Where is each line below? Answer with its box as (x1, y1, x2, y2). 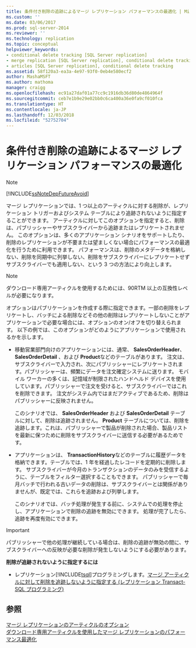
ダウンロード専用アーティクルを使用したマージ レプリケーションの (6, 628, 165, 635)
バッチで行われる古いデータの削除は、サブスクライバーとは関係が (19, 481, 178, 488)
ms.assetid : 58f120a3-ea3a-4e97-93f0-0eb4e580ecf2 (6, 68, 132, 74)
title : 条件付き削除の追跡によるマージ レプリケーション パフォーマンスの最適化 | (6, 8, 182, 15)
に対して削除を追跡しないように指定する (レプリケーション (19, 578, 161, 585)
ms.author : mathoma (6, 80, 54, 85)
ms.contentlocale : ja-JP (6, 107, 66, 112)
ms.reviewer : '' (6, 30, 45, 36)
